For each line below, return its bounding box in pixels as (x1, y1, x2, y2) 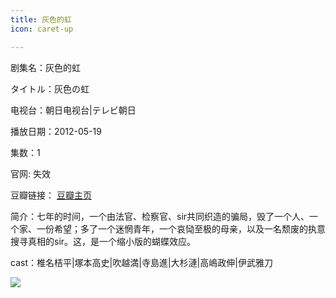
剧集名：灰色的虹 (10, 61, 81, 73)
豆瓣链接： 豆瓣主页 (10, 189, 92, 201)
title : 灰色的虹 (10, 14, 72, 25)
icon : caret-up (10, 24, 74, 34)
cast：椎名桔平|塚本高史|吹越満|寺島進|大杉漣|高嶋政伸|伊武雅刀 (10, 256, 273, 268)
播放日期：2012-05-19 (10, 125, 102, 137)
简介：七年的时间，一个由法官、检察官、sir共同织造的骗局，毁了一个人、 (10, 210, 310, 222)
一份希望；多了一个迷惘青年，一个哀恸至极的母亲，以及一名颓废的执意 (36, 222, 326, 235)
